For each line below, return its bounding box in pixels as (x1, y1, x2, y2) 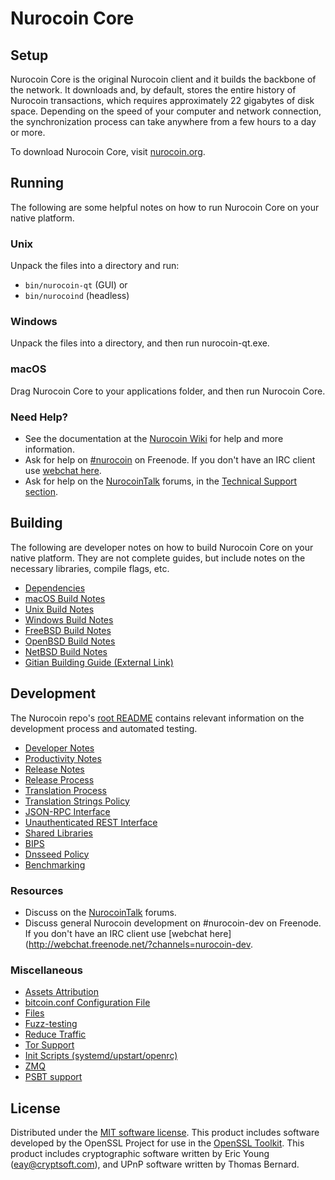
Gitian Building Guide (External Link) (24, 656, 174, 668)
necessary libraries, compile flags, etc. (10, 562, 170, 574)
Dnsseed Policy (24, 848, 90, 860)
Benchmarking (24, 858, 86, 871)
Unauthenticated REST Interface (24, 816, 158, 828)
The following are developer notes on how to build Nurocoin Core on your (10, 541, 314, 553)
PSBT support (24, 1071, 83, 1083)
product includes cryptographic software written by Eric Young (10, 1148, 270, 1160)
